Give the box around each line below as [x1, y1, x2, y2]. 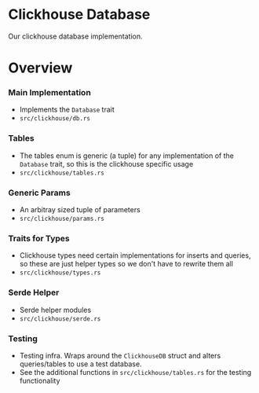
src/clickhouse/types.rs [19, 269, 101, 277]
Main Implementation [8, 87, 92, 98]
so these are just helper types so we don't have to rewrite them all [19, 259, 234, 269]
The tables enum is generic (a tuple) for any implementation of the [19, 151, 234, 160]
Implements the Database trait [19, 105, 115, 115]
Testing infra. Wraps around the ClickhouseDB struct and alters [19, 351, 221, 360]
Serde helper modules [19, 305, 92, 314]
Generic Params [8, 187, 71, 198]
